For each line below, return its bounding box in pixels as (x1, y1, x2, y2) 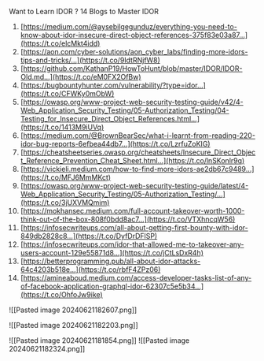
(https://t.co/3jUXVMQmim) (20, 198, 110, 207)
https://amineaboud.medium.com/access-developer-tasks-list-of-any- (23, 274, 252, 282)
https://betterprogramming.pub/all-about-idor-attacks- (23, 256, 201, 266)
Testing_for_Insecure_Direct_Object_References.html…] (20, 114, 200, 123)
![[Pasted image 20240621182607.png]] (9, 305, 137, 314)
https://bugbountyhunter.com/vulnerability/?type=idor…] (23, 80, 207, 90)
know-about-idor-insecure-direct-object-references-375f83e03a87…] (20, 31, 248, 39)
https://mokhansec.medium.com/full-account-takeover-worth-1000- (23, 207, 245, 215)
